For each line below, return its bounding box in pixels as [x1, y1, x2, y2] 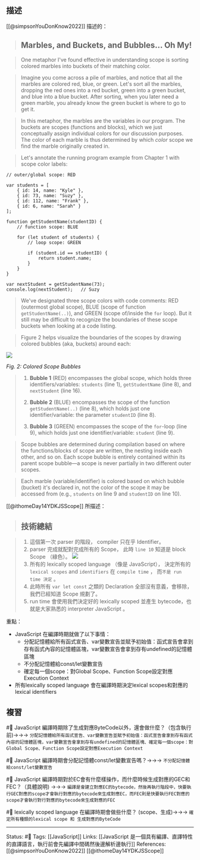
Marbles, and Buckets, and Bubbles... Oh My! [20, 40, 192, 51]
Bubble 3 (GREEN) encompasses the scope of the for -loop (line [29, 422, 187, 430]
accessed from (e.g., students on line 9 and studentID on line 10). [20, 490, 182, 497]
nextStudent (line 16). [29, 387, 82, 394]
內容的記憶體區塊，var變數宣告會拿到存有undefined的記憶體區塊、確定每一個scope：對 [6, 739, 193, 746]
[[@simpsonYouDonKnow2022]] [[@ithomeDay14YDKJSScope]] [6, 847, 164, 855]
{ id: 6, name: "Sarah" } [17, 203, 82, 209]
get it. [20, 105, 36, 113]
